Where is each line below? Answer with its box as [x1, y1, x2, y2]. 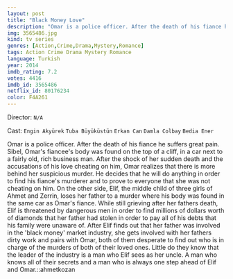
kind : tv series [7, 36, 54, 43]
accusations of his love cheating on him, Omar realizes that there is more [7, 162, 216, 170]
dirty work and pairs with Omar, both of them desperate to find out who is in [7, 236, 224, 244]
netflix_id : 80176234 [7, 87, 70, 94]
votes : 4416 [7, 74, 42, 82]
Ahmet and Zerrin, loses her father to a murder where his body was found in [7, 192, 225, 200]
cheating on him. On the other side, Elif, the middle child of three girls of [7, 185, 213, 192]
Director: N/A [7, 113, 44, 121]
